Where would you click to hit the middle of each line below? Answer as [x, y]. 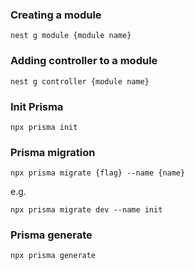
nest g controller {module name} [80, 81]
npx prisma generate [53, 256]
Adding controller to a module [84, 61]
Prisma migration [53, 152]
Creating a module [56, 15]
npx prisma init [44, 127]
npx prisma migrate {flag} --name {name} [98, 173]
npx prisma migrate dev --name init [86, 210]
